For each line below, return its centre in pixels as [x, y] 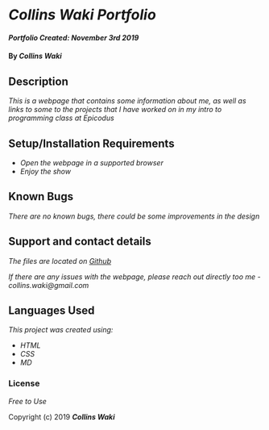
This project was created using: [61, 330]
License [24, 383]
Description [38, 81]
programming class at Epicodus [61, 118]
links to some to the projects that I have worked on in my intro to [115, 110]
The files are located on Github [60, 261]
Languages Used [52, 311]
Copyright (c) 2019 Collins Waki [62, 416]
